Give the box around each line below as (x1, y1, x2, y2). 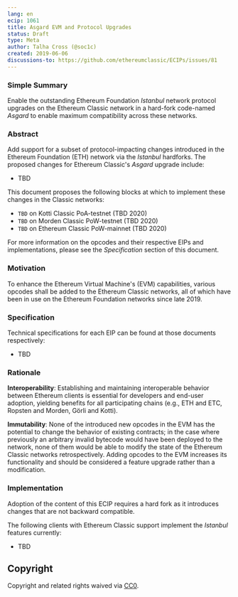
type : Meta (7, 37, 40, 44)
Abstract (7, 129, 39, 139)
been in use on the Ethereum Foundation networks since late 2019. (7, 294, 202, 303)
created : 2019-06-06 (7, 50, 69, 58)
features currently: (7, 528, 62, 537)
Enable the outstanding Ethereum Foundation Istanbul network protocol (7, 97, 217, 105)
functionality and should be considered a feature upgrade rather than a (7, 458, 215, 466)
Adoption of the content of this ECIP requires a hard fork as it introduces (7, 499, 219, 508)
